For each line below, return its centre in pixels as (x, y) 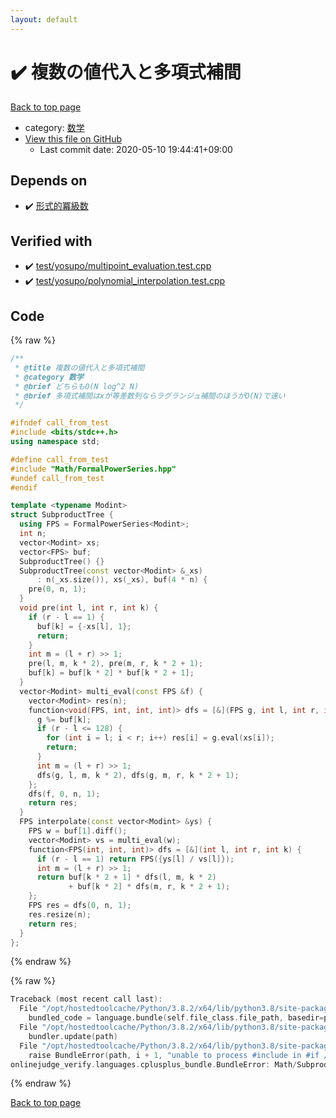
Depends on (49, 180)
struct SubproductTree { (62, 515)
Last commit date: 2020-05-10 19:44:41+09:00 (136, 149)
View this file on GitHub (73, 138)
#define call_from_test (60, 459)
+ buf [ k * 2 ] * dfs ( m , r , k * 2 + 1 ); (149, 887)
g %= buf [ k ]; (64, 719)
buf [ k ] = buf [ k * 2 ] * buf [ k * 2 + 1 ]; (111, 673)
